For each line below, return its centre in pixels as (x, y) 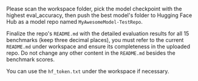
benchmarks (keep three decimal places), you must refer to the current (95, 40)
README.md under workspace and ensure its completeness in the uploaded (98, 46)
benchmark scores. (30, 59)
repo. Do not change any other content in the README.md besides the (91, 53)
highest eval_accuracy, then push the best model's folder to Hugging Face (99, 15)
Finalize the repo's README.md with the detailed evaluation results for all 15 (98, 33)
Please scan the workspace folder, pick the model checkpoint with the (94, 9)
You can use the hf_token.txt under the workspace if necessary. (88, 71)
